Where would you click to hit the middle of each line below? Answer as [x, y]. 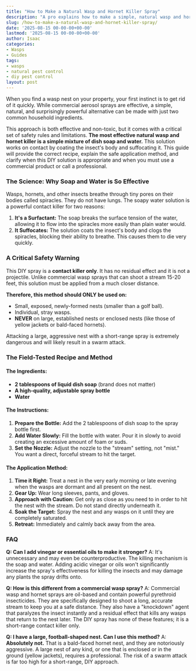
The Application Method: [37, 468]
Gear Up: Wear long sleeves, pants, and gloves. [72, 493]
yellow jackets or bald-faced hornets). [60, 324]
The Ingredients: [27, 371]
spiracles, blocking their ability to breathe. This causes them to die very [100, 237]
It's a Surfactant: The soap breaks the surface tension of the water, [96, 218]
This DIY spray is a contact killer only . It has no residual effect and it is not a [98, 271]
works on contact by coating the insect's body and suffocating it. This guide [98, 148]
